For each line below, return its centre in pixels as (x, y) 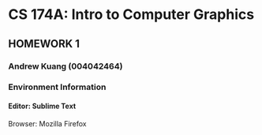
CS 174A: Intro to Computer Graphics (131, 15)
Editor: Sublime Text (42, 106)
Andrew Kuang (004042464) (65, 66)
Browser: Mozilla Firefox (47, 123)
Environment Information (57, 87)
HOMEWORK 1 (44, 44)
